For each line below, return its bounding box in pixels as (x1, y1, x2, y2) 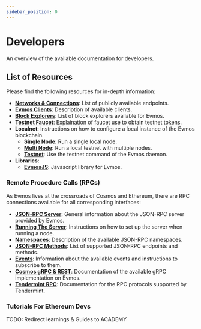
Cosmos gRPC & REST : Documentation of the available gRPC (14, 268, 167, 275)
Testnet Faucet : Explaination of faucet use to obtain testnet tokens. (14, 118, 182, 126)
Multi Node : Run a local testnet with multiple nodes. (23, 144, 152, 152)
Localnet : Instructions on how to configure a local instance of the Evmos (14, 125, 195, 132)
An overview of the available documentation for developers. (6, 55, 154, 62)
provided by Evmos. (14, 217, 65, 224)
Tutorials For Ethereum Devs (6, 302, 91, 310)
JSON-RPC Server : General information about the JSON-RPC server (14, 210, 185, 217)
